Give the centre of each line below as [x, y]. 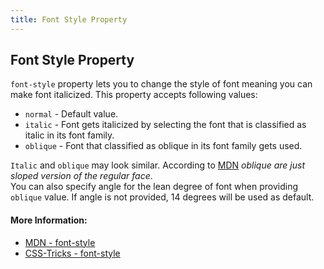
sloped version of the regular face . [81, 176]
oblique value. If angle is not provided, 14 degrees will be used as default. [162, 197]
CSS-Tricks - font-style [72, 253]
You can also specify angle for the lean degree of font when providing [154, 187]
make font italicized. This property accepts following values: [134, 95]
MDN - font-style [60, 242]
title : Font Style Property [69, 19]
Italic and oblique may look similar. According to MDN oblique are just [157, 165]
